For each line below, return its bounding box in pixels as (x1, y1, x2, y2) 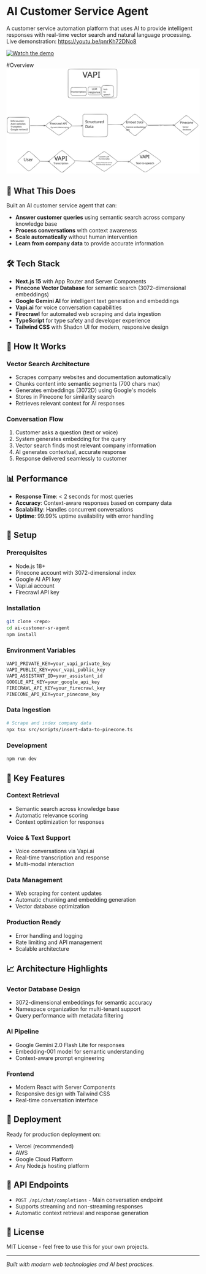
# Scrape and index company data (6, 720, 92, 726)
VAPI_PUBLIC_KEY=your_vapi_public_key (6, 667, 105, 673)
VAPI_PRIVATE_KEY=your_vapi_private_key (6, 661, 112, 667)
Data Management (6, 876, 63, 885)
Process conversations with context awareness (15, 227, 137, 234)
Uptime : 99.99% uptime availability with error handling (15, 512, 154, 520)
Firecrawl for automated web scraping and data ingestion (15, 310, 161, 318)
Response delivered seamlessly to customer (15, 455, 128, 462)
